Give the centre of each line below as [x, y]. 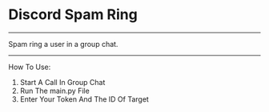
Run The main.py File [54, 91]
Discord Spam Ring [73, 15]
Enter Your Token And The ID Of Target [84, 99]
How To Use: [30, 67]
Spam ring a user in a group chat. [63, 44]
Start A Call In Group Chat [62, 82]
